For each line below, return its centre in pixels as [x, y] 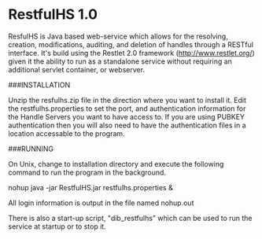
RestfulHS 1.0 [53, 15]
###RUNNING [31, 149]
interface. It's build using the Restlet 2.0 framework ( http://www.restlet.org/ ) [132, 53]
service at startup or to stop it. [57, 226]
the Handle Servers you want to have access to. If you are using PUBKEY [127, 116]
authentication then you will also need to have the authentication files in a [127, 125]
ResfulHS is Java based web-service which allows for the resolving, [118, 36]
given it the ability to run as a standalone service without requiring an [120, 61]
